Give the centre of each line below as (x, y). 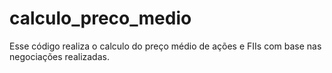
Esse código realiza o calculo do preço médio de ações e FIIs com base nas (165, 46)
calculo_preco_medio (100, 18)
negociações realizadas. (59, 56)
